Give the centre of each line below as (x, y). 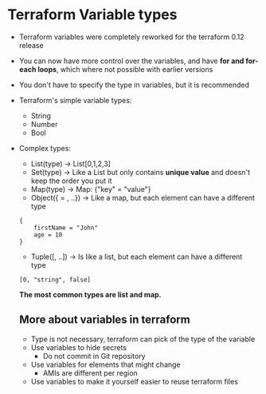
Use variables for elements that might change (106, 364)
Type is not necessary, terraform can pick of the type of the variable (143, 339)
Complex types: (45, 148)
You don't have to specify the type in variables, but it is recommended (134, 85)
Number (44, 124)
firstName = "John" (66, 228)
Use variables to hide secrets (78, 347)
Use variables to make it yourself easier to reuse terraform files (134, 381)
